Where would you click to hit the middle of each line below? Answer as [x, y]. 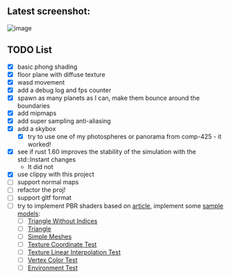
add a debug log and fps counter [64, 90]
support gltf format [44, 198]
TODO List [29, 50]
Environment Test [53, 268]
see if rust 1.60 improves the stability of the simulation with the [106, 152]
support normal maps [48, 182]
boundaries [34, 105]
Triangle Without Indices [62, 220]
